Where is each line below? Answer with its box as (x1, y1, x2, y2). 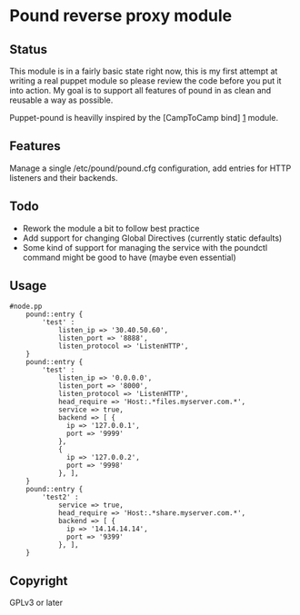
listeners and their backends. (9, 172, 118, 183)
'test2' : (42, 492, 79, 502)
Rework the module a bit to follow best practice (22, 223, 200, 233)
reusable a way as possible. (9, 94, 114, 105)
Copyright (9, 573, 68, 589)
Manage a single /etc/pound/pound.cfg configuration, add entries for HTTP (9, 163, 292, 174)
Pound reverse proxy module (9, 5, 233, 26)
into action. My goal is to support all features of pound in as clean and (9, 85, 272, 95)
